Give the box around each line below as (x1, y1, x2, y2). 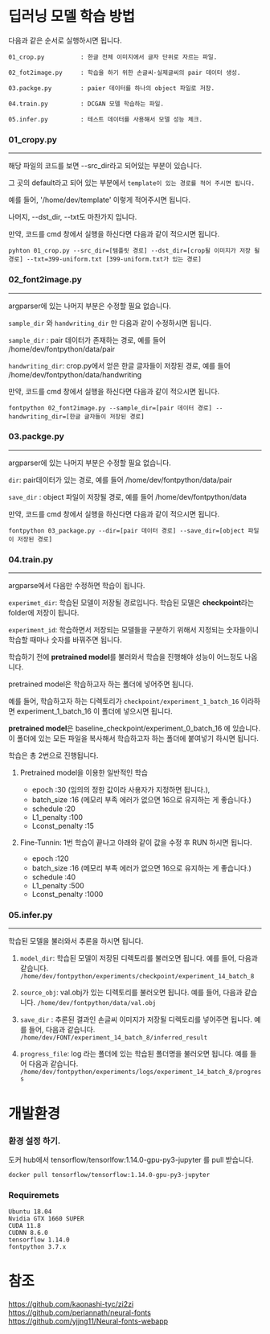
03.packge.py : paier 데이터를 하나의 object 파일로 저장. (8, 84, 215, 93)
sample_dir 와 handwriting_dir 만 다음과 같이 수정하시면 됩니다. (8, 318, 211, 327)
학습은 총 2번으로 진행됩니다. (8, 751, 99, 760)
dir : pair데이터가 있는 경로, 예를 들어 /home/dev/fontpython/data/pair (8, 475, 232, 484)
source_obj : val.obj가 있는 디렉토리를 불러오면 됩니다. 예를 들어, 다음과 (19, 987, 243, 998)
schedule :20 (31, 804, 76, 813)
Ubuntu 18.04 (8, 1208, 52, 1216)
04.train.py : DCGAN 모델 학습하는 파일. (8, 100, 165, 108)
